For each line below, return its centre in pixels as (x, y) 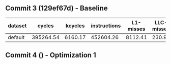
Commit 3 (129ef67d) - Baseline (56, 8)
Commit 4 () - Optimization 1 (51, 55)
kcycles (75, 26)
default (16, 37)
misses (136, 29)
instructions (106, 26)
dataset (17, 26)
